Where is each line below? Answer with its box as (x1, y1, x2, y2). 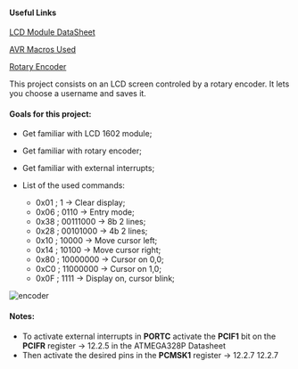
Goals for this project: (9, 108, 92, 119)
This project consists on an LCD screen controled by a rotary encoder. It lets (9, 78, 290, 89)
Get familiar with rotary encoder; (21, 145, 143, 156)
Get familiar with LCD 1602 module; (21, 128, 153, 139)
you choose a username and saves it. (9, 88, 147, 99)
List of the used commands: (21, 180, 125, 191)
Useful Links (9, 7, 57, 18)
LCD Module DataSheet (9, 27, 95, 37)
